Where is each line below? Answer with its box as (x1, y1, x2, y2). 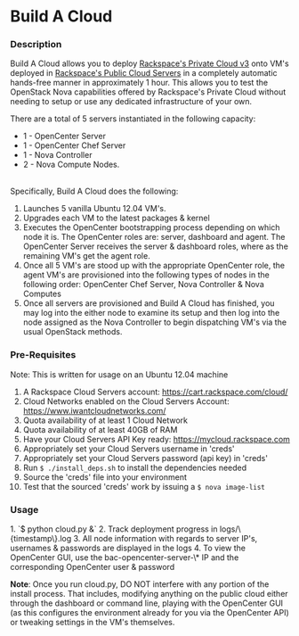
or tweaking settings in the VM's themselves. (10, 617, 175, 628)
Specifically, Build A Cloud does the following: (10, 186, 179, 197)
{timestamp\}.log (10, 533, 72, 544)
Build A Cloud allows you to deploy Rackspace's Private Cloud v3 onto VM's (10, 58, 289, 69)
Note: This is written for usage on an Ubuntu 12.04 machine (10, 368, 229, 380)
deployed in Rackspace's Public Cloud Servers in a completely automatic (10, 68, 279, 78)
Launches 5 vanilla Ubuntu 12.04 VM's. (22, 203, 167, 214)
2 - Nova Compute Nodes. (22, 159, 120, 170)
